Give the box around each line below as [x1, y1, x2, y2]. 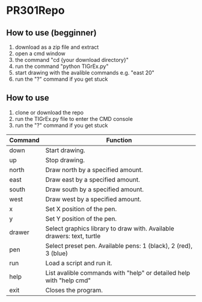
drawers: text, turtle [45, 232, 101, 240]
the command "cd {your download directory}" [14, 57, 129, 63]
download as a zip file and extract [14, 43, 99, 51]
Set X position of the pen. [45, 205, 117, 213]
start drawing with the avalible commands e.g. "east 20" [14, 69, 155, 76]
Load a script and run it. [45, 259, 112, 267]
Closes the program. [45, 286, 103, 294]
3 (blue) [45, 249, 68, 257]
